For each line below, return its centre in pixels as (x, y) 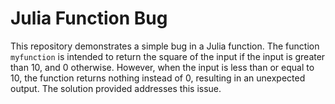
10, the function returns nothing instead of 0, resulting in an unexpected (158, 78)
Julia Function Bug (89, 18)
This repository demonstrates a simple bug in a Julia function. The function (165, 46)
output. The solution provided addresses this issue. (116, 88)
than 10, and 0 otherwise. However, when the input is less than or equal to (162, 67)
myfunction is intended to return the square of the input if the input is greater (168, 56)
